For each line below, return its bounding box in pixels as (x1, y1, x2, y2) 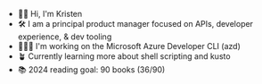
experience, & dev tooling (17, 31, 112, 42)
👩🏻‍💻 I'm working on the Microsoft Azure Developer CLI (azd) (17, 41, 241, 51)
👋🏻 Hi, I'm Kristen (17, 9, 83, 19)
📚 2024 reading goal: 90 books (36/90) (17, 64, 166, 75)
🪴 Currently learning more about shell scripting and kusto (17, 51, 231, 62)
